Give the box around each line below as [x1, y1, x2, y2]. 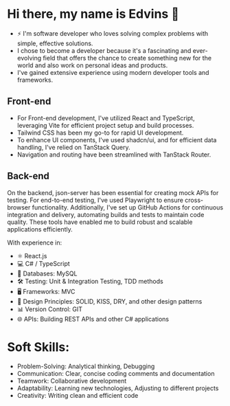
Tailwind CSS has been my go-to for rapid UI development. [16, 128, 184, 137]
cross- [185, 196, 204, 204]
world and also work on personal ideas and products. [16, 61, 168, 69]
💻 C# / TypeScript [16, 259, 70, 267]
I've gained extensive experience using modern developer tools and [16, 68, 209, 76]
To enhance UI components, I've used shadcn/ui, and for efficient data [16, 135, 217, 144]
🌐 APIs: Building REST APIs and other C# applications [16, 315, 170, 323]
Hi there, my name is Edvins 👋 [7, 6, 180, 22]
